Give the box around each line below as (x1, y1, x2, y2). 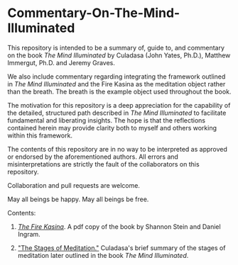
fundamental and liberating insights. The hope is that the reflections (7, 115, 206, 125)
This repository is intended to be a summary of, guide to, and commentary (7, 43, 225, 52)
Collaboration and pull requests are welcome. (7, 181, 141, 189)
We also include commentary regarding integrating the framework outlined (7, 72, 226, 81)
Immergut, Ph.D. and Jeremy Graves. (7, 58, 116, 67)
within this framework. (7, 131, 73, 140)
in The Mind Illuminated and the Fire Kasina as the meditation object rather (7, 79, 226, 88)
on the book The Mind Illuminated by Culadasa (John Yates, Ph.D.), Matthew (7, 51, 231, 60)
